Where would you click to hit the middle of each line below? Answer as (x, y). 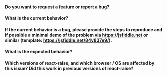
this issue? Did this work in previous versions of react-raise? (69, 68)
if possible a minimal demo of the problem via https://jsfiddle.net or (77, 35)
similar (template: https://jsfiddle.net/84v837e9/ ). (59, 40)
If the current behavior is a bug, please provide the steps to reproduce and (83, 29)
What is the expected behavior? (39, 52)
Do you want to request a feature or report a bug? (57, 7)
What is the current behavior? (37, 18)
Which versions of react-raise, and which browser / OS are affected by (80, 63)
